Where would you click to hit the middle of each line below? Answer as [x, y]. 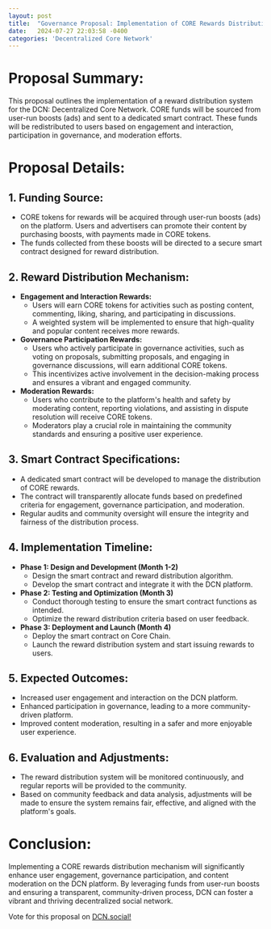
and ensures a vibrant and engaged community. [112, 382]
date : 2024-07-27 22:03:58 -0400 [68, 31]
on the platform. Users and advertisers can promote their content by [133, 226]
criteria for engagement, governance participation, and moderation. [132, 505]
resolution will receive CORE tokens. [92, 417]
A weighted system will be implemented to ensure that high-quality [143, 322]
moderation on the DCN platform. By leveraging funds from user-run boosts [134, 884]
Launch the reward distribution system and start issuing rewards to [143, 644]
